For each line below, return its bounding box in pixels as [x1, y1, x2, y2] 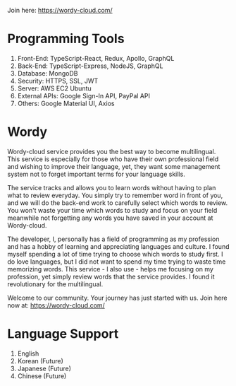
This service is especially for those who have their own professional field [7, 155, 219, 163]
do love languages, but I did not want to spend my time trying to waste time [7, 257, 226, 266]
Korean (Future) [17, 356, 63, 365]
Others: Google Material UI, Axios [17, 99, 115, 107]
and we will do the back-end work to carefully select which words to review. [7, 198, 228, 207]
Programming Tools [7, 31, 125, 47]
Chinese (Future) [17, 371, 67, 380]
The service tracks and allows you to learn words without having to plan [7, 183, 216, 192]
